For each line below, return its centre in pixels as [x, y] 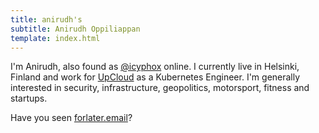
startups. [29, 98]
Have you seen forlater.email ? [71, 118]
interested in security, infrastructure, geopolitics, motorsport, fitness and [160, 88]
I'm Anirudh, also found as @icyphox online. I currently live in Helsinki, [155, 67]
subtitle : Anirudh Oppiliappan [75, 29]
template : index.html [55, 38]
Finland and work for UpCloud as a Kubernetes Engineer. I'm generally [155, 77]
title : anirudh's [46, 19]
